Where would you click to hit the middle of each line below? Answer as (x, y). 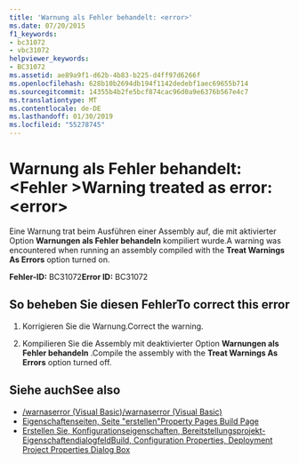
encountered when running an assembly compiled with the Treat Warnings (147, 250)
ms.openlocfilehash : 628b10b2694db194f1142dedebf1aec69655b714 (129, 84)
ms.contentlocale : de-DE (55, 108)
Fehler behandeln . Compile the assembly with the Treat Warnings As (150, 353)
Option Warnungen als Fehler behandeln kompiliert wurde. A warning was (145, 240)
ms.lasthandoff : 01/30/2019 (61, 116)
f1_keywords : (33, 34)
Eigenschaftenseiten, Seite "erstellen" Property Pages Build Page (141, 421)
